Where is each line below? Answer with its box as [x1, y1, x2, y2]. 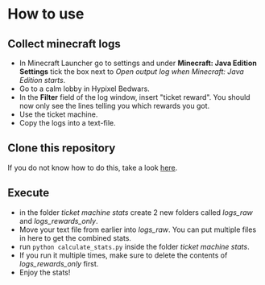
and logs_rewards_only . [19, 216, 98, 225]
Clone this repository [7, 142, 116, 155]
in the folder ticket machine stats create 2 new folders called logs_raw [19, 207, 253, 217]
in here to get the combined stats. [19, 233, 132, 242]
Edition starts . [19, 76, 66, 85]
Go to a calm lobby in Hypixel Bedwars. [19, 84, 150, 93]
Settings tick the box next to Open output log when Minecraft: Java [19, 67, 245, 76]
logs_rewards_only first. [19, 258, 99, 268]
